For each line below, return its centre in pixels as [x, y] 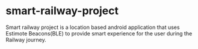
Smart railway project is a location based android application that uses [93, 27]
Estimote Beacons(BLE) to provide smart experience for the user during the [99, 33]
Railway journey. [26, 40]
